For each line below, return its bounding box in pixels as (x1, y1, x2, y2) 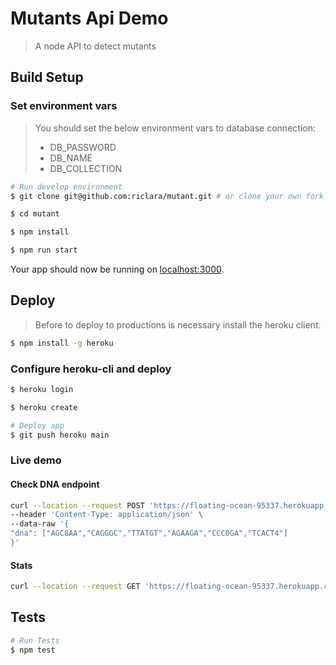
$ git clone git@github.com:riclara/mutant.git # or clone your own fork (10, 191, 325, 201)
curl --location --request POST (10, 500, 145, 511)
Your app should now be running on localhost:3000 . (10, 263, 225, 275)
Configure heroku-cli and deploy (10, 362, 172, 376)
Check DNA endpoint (10, 478, 100, 490)
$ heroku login (10, 384, 74, 394)
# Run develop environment (10, 182, 123, 192)
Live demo (10, 453, 62, 467)
